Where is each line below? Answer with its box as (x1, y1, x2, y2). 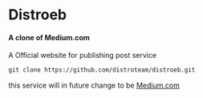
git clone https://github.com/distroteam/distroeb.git (8, 66, 196, 74)
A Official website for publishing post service (8, 51, 157, 60)
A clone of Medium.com (8, 32, 90, 42)
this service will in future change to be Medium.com (8, 80, 181, 90)
